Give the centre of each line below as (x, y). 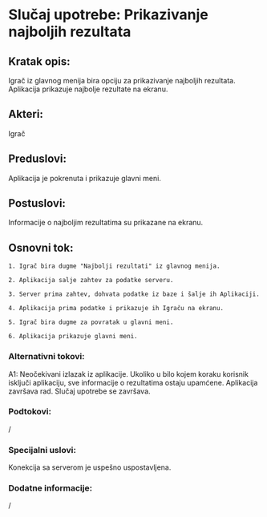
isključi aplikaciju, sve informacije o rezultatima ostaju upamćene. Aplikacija (133, 382)
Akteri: (26, 114)
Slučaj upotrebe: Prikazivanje (108, 15)
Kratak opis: (39, 61)
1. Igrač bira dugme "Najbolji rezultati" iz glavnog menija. (114, 266)
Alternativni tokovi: (47, 357)
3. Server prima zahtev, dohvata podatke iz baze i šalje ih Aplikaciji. (134, 294)
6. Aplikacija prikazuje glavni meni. (73, 337)
